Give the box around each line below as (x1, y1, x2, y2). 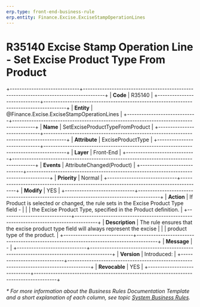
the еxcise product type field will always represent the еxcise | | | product (6, 225, 187, 232)
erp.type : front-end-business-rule (6, 8, 95, 15)
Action (168, 193, 185, 200)
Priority (57, 174, 77, 181)
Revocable (98, 263, 125, 270)
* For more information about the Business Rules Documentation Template (6, 288, 190, 295)
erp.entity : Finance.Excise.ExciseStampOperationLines (6, 14, 146, 20)
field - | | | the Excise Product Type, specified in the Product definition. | (6, 206, 183, 213)
